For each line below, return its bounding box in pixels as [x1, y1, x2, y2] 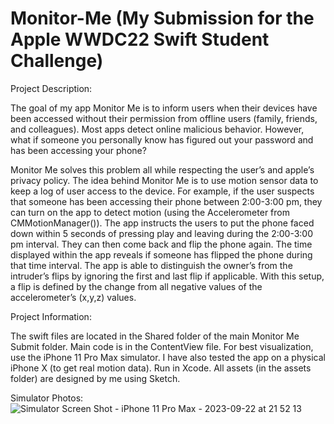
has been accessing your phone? [10, 144, 147, 156]
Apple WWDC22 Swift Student [10, 28, 270, 51]
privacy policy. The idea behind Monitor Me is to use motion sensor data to [10, 174, 319, 186]
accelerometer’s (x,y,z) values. [10, 291, 137, 303]
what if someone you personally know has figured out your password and [10, 133, 314, 146]
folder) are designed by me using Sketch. [10, 372, 181, 384]
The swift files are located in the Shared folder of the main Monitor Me [10, 330, 300, 342]
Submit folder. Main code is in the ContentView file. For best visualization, [10, 340, 314, 352]
